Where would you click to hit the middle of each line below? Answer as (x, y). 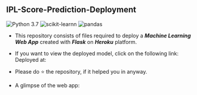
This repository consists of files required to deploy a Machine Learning (103, 36)
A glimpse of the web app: (47, 85)
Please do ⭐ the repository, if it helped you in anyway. (81, 71)
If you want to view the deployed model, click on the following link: (97, 53)
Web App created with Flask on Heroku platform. (76, 42)
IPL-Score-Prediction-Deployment (71, 10)
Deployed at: (30, 59)
